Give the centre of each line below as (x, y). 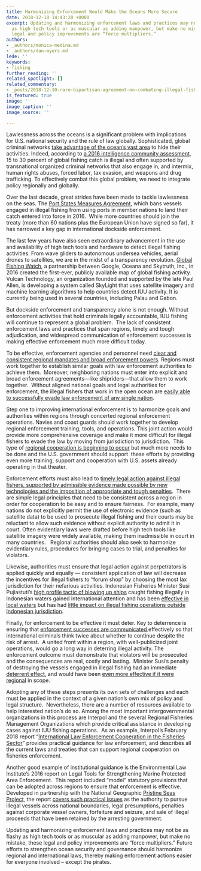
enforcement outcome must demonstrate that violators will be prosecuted (97, 655)
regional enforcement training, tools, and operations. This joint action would (99, 429)
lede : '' (17, 56)
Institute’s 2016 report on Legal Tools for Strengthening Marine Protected (96, 774)
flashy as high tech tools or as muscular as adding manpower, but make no (98, 836)
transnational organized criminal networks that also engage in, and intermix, (100, 166)
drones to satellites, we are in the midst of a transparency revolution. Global (99, 260)
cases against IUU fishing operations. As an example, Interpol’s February (97, 731)
